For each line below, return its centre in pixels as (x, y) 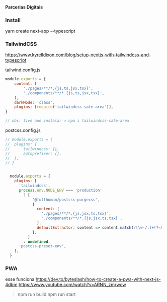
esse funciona (20, 279)
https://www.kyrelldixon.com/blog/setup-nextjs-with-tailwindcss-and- (78, 55)
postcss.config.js (23, 130)
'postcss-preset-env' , (42, 246)
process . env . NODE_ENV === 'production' (60, 190)
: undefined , (37, 242)
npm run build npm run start (47, 294)
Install (13, 20)
